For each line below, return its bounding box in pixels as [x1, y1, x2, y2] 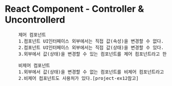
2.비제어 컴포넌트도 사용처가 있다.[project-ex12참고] [18, 75, 139, 81]
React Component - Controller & [5, 3, 144, 15]
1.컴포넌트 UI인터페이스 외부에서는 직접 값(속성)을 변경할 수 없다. [18, 38, 164, 44]
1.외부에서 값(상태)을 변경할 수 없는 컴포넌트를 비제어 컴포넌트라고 [18, 69, 164, 75]
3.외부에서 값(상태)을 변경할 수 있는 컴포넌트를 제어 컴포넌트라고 [18, 51, 160, 57]
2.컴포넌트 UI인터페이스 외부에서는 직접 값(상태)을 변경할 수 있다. [18, 45, 164, 50]
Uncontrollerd [5, 14, 65, 26]
